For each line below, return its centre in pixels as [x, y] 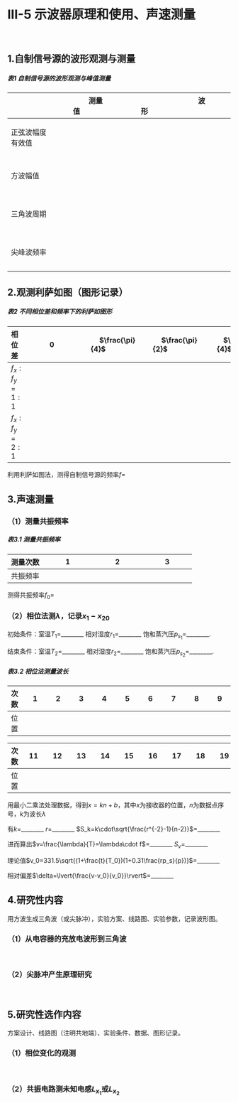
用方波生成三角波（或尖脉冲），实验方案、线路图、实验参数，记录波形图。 [114, 918]
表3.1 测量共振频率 [34, 539]
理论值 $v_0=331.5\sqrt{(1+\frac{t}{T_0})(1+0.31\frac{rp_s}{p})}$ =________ [114, 861]
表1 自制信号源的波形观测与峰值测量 [59, 78]
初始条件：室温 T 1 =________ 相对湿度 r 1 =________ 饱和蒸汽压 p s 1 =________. [109, 635]
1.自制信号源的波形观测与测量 [72, 59]
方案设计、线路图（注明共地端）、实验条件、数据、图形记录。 [96, 1033]
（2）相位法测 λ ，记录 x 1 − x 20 [58, 617]
